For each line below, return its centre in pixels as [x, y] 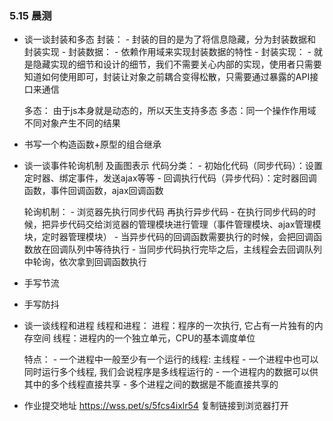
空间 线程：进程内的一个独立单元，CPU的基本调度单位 [144, 338]
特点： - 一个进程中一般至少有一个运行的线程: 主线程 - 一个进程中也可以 [171, 359]
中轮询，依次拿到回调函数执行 [85, 262]
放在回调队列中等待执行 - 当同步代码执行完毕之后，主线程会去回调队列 [177, 249]
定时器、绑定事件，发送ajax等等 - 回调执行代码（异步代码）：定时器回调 [170, 178]
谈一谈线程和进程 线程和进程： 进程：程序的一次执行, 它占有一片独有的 [169, 326]
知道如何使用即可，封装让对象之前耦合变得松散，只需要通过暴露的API [167, 77]
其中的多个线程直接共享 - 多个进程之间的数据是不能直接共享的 [151, 384]
